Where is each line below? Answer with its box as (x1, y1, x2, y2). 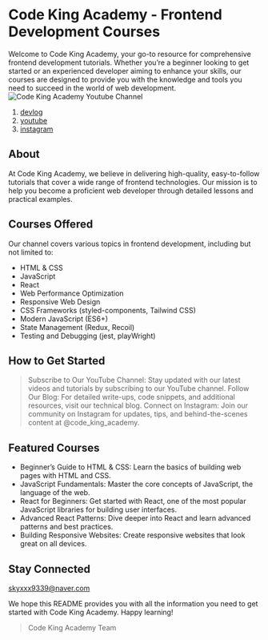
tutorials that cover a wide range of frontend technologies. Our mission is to (8, 177, 258, 187)
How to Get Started (8, 354, 106, 368)
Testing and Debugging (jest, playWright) (19, 331, 156, 340)
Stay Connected (8, 562, 90, 576)
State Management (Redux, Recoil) (19, 322, 135, 332)
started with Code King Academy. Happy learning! (8, 607, 174, 617)
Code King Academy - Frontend (8, 6, 222, 24)
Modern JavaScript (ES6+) (19, 314, 109, 324)
